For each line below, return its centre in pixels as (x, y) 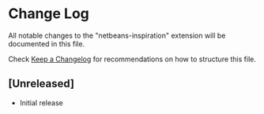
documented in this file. (47, 43)
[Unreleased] (41, 84)
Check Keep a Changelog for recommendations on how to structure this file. (132, 59)
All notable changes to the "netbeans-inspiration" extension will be (117, 35)
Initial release (41, 102)
